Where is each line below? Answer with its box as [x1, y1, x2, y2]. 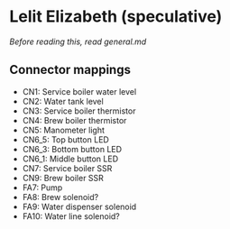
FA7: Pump [22, 182, 63, 193]
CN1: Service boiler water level [22, 86, 137, 96]
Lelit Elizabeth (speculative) [9, 6, 223, 27]
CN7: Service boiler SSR [22, 162, 113, 173]
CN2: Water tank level [22, 96, 104, 106]
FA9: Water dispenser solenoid [22, 201, 137, 212]
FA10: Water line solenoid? [22, 210, 120, 222]
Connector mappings [9, 62, 131, 78]
